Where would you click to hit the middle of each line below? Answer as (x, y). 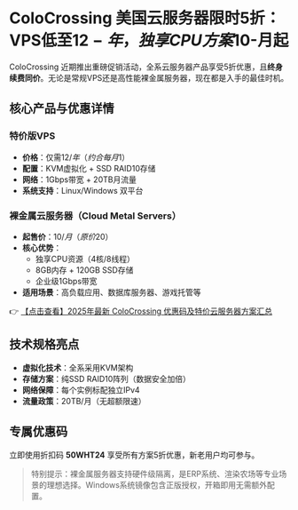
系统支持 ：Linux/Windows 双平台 (82, 190)
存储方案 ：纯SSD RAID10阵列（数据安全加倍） (106, 379)
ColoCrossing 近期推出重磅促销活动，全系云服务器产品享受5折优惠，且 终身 (146, 67)
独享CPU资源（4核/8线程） (85, 259)
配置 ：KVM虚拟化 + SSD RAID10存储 (89, 168)
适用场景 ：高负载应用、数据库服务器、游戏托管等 (111, 292)
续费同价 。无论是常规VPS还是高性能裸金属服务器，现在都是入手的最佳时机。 (149, 77)
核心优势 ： (42, 247)
